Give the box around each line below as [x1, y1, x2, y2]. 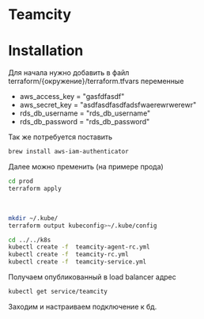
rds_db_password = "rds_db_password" [19, 117, 150, 127]
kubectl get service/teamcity [8, 287, 108, 295]
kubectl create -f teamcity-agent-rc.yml [8, 243, 150, 251]
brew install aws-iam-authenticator [8, 148, 129, 156]
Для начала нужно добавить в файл [8, 68, 130, 78]
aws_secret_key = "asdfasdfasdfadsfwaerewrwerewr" [19, 101, 197, 110]
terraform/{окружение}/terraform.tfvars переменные [8, 77, 184, 86]
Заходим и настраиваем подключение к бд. [8, 302, 157, 311]
